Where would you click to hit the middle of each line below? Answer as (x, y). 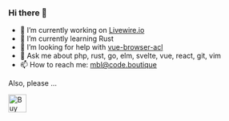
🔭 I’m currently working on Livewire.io (82, 30)
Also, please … (33, 83)
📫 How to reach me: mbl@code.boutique (88, 65)
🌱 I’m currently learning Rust (67, 38)
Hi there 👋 (28, 13)
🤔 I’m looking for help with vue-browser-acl (91, 47)
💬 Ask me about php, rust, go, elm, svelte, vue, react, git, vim (121, 56)
